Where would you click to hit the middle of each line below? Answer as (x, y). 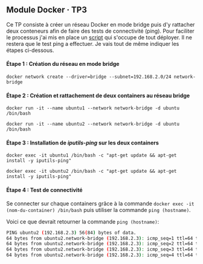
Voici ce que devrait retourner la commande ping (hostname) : (83, 221)
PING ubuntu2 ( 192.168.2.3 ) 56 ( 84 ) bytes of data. (71, 233)
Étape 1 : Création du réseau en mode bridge (63, 64)
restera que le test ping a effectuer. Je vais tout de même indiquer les (93, 43)
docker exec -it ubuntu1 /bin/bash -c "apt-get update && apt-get (92, 156)
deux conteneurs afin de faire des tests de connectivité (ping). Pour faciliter (100, 31)
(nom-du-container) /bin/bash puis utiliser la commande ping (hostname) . (99, 210)
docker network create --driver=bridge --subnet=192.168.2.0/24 (89, 77)
